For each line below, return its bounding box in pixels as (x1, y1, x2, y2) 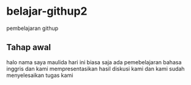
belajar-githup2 (6, 4, 88, 18)
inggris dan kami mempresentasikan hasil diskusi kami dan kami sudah (6, 65, 185, 72)
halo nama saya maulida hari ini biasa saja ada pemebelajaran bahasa (6, 58, 182, 65)
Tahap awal (6, 42, 51, 53)
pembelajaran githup (6, 24, 59, 32)
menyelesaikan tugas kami (6, 72, 73, 79)
